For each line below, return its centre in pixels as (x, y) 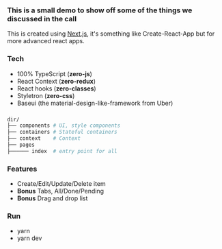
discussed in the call (42, 19)
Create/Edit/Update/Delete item (61, 184)
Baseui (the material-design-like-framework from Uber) (95, 103)
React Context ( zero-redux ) (56, 81)
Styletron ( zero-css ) (46, 95)
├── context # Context (44, 139)
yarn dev (29, 238)
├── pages (21, 145)
